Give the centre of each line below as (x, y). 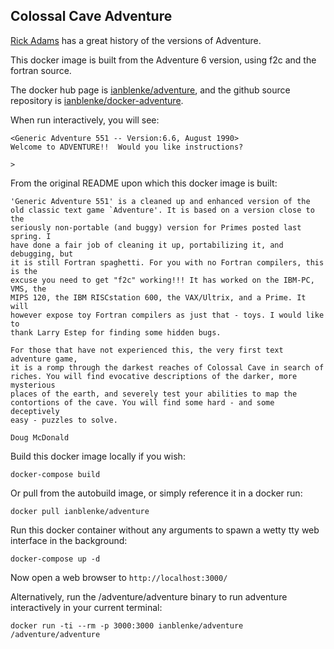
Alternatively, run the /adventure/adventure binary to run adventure (149, 596)
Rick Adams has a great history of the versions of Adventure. (136, 40)
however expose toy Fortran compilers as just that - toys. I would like (167, 315)
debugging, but (42, 254)
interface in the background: (69, 540)
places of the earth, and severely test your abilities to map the (154, 394)
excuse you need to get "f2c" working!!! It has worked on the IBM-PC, (162, 280)
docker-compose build (55, 474)
